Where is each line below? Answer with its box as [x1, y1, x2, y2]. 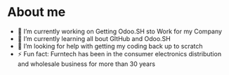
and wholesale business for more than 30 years [17, 60, 156, 68]
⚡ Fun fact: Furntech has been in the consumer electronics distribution [17, 49, 222, 58]
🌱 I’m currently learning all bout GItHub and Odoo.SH [17, 34, 171, 42]
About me [7, 4, 66, 20]
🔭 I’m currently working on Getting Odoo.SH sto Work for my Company [17, 27, 223, 35]
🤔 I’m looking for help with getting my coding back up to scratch [17, 42, 203, 50]
